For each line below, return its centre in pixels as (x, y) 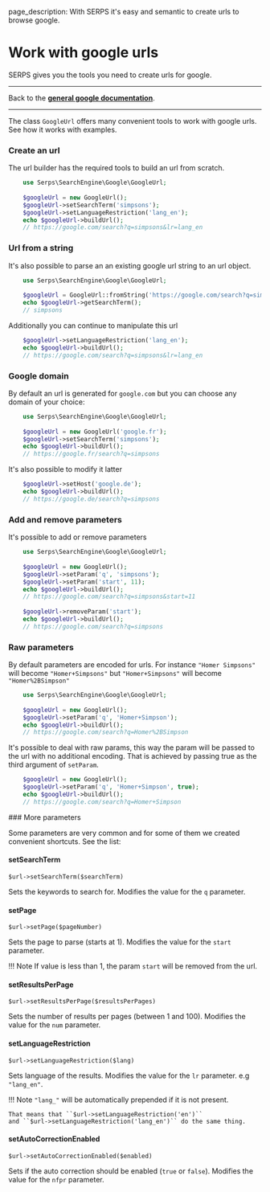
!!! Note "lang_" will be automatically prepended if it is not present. (119, 1100)
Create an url (34, 150)
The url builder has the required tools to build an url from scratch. (117, 168)
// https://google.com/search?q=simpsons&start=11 (109, 597)
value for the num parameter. (55, 1025)
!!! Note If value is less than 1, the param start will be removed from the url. (133, 966)
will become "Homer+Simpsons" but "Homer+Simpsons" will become (115, 674)
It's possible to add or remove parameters (78, 537)
